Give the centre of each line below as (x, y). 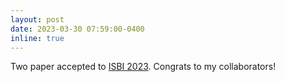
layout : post (37, 19)
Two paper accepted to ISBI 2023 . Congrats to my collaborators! (143, 67)
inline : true (37, 38)
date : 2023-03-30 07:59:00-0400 (77, 29)
